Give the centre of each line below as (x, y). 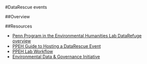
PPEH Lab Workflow (32, 51)
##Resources (19, 26)
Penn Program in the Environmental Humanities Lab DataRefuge (77, 36)
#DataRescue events (26, 7)
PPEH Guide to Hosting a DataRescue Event (56, 46)
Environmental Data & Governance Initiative (56, 57)
